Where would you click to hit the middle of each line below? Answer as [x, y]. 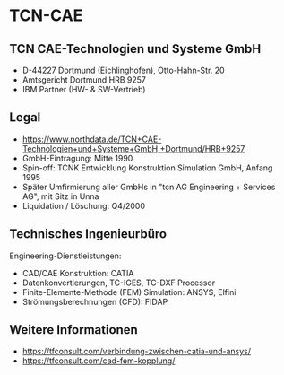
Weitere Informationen [74, 330]
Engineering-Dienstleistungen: [65, 256]
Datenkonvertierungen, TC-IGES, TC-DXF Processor [119, 283]
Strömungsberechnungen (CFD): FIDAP [95, 301]
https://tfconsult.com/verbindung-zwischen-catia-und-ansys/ [136, 352]
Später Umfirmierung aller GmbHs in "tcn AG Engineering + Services [149, 187]
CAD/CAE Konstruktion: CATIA [78, 273]
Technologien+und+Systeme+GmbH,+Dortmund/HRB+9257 [133, 148]
